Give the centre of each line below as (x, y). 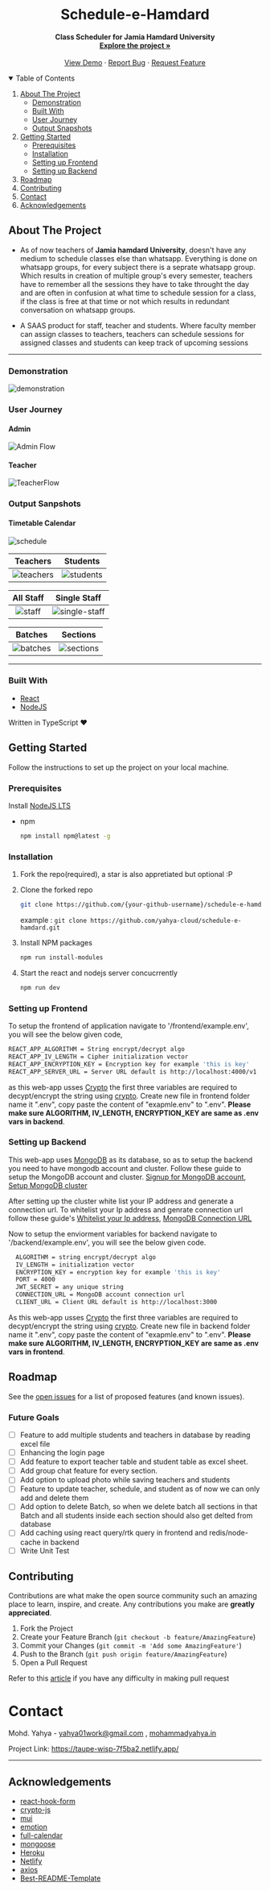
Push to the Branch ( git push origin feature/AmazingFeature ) (123, 1654)
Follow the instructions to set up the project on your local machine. (119, 767)
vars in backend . (37, 1121)
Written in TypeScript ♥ (48, 722)
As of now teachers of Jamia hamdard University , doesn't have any (133, 250)
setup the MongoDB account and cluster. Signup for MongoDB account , (127, 1177)
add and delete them (54, 1498)
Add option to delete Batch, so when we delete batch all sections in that (139, 1507)
